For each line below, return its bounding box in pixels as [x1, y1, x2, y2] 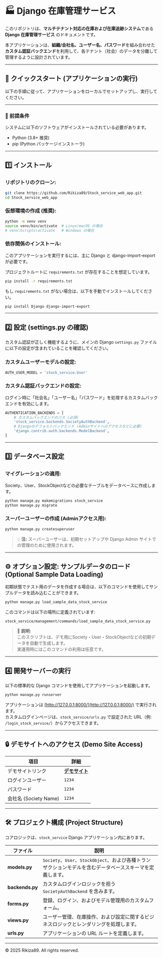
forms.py [7, 900, 29, 907]
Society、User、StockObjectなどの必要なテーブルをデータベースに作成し [5, 482, 152, 488]
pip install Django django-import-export [5, 304, 90, 309]
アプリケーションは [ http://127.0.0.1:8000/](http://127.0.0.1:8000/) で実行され [5, 702, 157, 708]
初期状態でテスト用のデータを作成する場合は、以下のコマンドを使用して [5, 584, 149, 590]
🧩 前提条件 [5, 112, 30, 119]
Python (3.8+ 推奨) [12, 135, 50, 141]
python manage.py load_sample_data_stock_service [5, 600, 108, 605]
